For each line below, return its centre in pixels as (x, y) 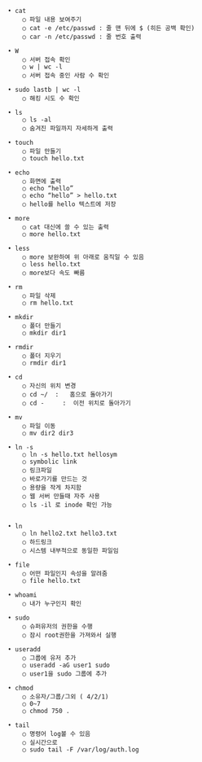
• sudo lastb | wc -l (44, 90)
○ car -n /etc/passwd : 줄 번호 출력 (82, 37)
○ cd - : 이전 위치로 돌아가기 (77, 403)
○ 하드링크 (37, 542)
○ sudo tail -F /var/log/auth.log (81, 750)
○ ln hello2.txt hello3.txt (70, 533)
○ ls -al (37, 120)
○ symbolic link (50, 462)
